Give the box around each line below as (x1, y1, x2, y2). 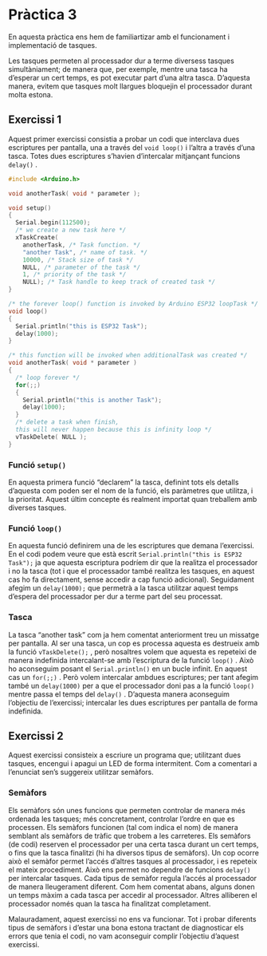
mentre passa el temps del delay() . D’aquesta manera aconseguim (8, 689, 230, 699)
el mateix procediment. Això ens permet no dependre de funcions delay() (8, 864, 251, 875)
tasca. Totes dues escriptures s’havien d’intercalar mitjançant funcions (8, 151, 241, 160)
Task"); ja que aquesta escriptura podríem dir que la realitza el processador (8, 558, 258, 567)
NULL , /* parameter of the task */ (22, 263, 141, 271)
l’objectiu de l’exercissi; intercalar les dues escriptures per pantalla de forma (8, 697, 258, 707)
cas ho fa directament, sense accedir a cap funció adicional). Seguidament (8, 575, 255, 584)
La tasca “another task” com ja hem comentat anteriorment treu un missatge (8, 630, 260, 639)
